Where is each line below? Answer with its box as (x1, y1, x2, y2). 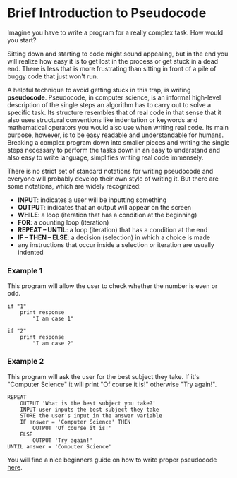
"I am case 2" (32, 340, 74, 347)
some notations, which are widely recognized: (7, 181, 141, 190)
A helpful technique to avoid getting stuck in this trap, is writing (7, 85, 191, 94)
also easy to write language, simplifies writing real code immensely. (7, 153, 204, 162)
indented (17, 248, 44, 256)
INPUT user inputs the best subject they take (20, 406, 159, 413)
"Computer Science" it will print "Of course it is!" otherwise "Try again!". (7, 380, 217, 388)
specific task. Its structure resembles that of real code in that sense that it (7, 108, 221, 116)
